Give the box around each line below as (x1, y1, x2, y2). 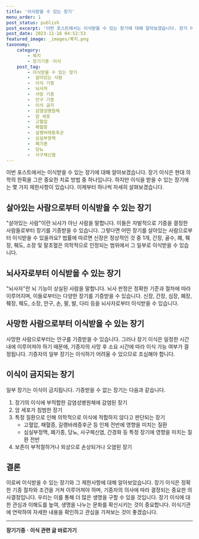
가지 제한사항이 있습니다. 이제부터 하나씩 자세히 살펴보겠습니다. (18, 184, 164, 191)
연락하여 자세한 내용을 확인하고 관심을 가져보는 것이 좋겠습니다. (12, 509, 158, 516)
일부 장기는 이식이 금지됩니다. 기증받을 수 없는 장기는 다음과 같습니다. (6, 386, 166, 393)
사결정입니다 (6, 494, 36, 501)
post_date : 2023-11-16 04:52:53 (6, 31, 86, 37)
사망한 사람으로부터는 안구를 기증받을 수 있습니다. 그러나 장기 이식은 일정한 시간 (6, 335, 190, 342)
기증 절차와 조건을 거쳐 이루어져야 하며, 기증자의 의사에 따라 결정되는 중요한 (12, 486, 187, 493)
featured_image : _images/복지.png (6, 36, 89, 42)
